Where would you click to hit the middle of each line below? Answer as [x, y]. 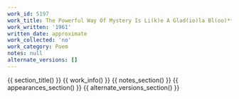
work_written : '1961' [39, 27]
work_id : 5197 [28, 14]
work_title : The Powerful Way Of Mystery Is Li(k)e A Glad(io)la [106, 21]
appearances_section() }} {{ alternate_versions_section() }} [94, 87]
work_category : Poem [38, 47]
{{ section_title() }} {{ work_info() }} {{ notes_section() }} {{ [93, 80]
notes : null [25, 54]
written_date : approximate [47, 34]
